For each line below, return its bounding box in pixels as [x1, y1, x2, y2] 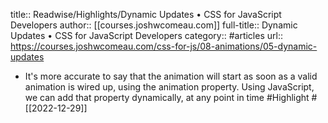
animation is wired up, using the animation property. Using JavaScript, [24, 81, 315, 93]
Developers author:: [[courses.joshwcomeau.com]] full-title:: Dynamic [10, 19, 298, 31]
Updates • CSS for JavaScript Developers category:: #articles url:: [10, 30, 283, 41]
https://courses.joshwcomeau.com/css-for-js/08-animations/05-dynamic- [10, 40, 318, 52]
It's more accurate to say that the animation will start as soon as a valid [24, 70, 318, 82]
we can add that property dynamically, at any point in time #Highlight [24, 92, 310, 103]
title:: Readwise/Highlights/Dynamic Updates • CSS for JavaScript [10, 9, 282, 20]
